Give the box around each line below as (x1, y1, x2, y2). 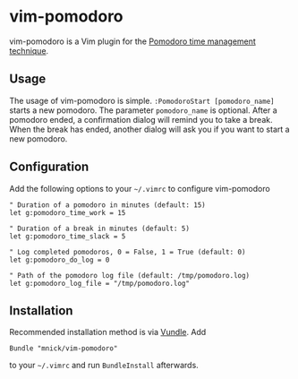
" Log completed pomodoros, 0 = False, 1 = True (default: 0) (9, 247, 246, 256)
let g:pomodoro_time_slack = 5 (9, 231, 126, 241)
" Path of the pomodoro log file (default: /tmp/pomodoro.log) (9, 271, 251, 280)
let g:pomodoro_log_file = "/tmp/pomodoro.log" (9, 279, 191, 288)
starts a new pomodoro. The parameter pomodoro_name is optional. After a (9, 105, 277, 116)
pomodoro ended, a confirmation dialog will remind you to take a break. (9, 114, 273, 125)
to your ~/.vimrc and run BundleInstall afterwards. (9, 360, 199, 371)
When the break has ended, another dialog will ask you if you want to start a (9, 124, 290, 134)
